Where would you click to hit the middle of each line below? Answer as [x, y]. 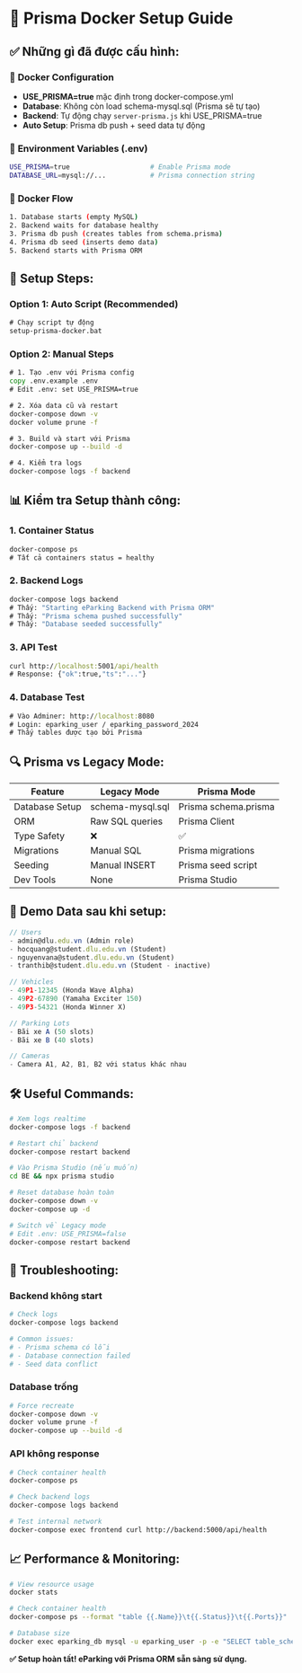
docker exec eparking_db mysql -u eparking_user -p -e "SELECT [130, 1642]
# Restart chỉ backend [54, 1143]
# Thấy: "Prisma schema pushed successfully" [96, 616]
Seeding [31, 865]
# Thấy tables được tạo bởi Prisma [76, 733]
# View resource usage [52, 1584]
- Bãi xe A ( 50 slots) [52, 1031]
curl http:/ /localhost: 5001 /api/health [84, 666]
